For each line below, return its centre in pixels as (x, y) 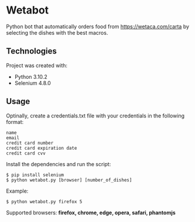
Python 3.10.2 (31, 76)
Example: (17, 191)
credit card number (30, 143)
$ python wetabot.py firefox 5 (44, 201)
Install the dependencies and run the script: (59, 164)
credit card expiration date (42, 148)
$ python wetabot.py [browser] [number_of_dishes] (69, 180)
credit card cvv (26, 153)
